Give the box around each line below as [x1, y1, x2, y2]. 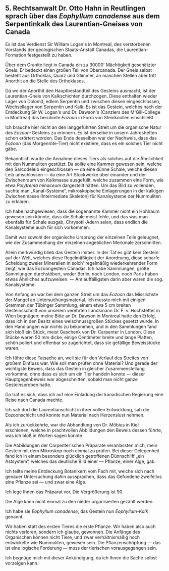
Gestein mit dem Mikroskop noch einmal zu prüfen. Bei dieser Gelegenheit [5, 447, 160, 454]
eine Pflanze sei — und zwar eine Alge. [5, 479, 87, 485]
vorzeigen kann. [5, 560, 39, 566]
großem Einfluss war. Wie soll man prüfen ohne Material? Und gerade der [5, 360, 158, 366]
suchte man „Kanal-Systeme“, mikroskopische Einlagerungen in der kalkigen [5, 187, 164, 194]
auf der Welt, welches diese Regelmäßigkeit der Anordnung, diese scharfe [5, 255, 160, 261]
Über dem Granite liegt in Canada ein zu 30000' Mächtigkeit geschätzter [5, 62, 156, 68]
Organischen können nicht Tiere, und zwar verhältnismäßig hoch [5, 534, 140, 540]
